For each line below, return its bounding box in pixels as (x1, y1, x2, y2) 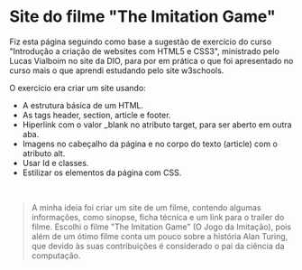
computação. (31, 250, 81, 261)
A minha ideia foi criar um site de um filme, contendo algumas (31, 201, 261, 213)
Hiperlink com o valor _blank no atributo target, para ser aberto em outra (22, 119, 292, 130)
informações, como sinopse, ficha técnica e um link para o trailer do (31, 211, 285, 222)
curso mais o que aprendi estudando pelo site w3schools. (9, 65, 224, 76)
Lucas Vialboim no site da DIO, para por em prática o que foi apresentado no (9, 55, 294, 66)
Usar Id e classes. (22, 157, 89, 168)
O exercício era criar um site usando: (9, 82, 146, 93)
